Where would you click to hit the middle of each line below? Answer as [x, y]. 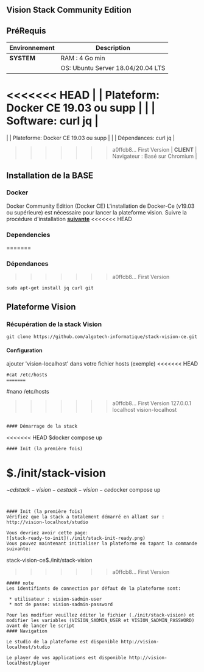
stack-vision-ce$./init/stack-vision [49, 561]
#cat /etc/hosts [27, 375]
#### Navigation [27, 631]
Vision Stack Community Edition [69, 10]
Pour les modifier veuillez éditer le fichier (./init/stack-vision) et [100, 615]
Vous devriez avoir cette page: [47, 533]
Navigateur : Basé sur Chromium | [155, 156]
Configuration [24, 350]
